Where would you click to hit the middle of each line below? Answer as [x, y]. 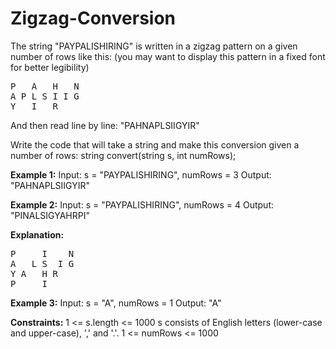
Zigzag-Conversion [93, 18]
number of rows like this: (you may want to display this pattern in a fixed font [168, 56]
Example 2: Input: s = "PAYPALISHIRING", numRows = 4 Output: [142, 204]
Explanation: [37, 234]
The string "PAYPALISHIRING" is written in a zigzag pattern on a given [154, 46]
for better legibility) [50, 67]
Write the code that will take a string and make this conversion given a [155, 144]
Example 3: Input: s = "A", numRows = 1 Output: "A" [116, 303]
